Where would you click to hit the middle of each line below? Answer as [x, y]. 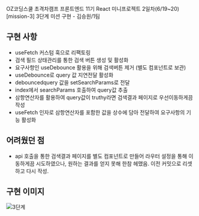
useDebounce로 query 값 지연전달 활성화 [64, 75]
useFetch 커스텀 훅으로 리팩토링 [53, 52]
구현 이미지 [25, 192]
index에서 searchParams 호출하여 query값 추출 [71, 90]
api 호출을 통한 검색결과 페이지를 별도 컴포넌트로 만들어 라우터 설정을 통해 [101, 156]
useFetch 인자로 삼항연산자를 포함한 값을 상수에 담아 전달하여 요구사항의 [100, 112]
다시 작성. [37, 171]
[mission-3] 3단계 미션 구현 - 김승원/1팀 [53, 16]
